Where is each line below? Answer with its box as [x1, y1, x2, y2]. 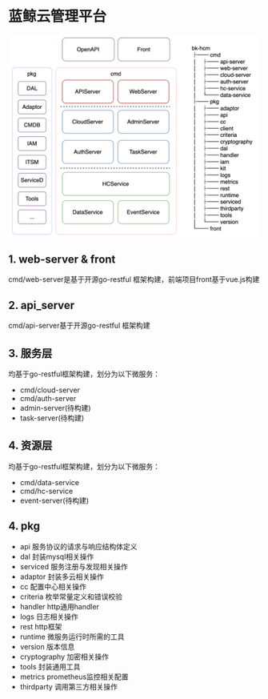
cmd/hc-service [19, 486, 74, 496]
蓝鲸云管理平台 [8, 7, 107, 26]
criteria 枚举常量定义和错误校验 [19, 592, 122, 601]
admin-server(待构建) [19, 403, 91, 412]
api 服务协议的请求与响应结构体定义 [19, 541, 138, 551]
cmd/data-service [19, 477, 80, 487]
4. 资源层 [8, 439, 53, 452]
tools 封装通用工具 [19, 661, 81, 671]
